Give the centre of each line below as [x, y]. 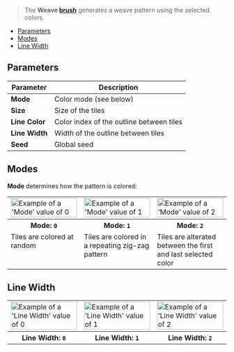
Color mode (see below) [94, 99]
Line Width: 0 [44, 338]
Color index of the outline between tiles [119, 121]
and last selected [185, 254]
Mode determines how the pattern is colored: [72, 186]
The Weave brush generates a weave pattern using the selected [117, 10]
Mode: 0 [44, 225]
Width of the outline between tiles [110, 133]
